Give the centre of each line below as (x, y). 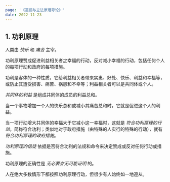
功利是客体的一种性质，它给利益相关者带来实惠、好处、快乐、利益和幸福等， (85, 78)
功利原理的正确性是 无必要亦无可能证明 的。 (51, 164)
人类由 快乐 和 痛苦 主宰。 (32, 50)
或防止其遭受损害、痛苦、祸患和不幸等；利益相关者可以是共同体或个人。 (80, 84)
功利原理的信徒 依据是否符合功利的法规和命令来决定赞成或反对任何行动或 (81, 146)
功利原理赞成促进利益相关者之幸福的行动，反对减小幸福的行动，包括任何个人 (85, 60)
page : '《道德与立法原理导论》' (35, 10)
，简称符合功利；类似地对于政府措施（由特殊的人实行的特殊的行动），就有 (86, 129)
